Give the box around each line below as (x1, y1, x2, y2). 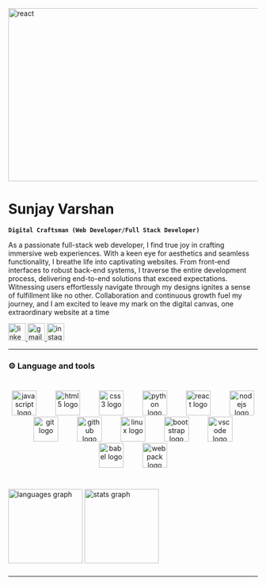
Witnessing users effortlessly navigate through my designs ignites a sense (8, 282, 251, 291)
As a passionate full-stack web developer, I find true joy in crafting (8, 240, 225, 249)
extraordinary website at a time (8, 307, 110, 317)
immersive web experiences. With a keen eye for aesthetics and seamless (8, 249, 249, 258)
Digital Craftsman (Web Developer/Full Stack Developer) (8, 226, 200, 234)
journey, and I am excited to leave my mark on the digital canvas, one (8, 298, 234, 308)
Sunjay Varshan (8, 200, 115, 218)
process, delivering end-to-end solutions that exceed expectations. (8, 273, 228, 283)
